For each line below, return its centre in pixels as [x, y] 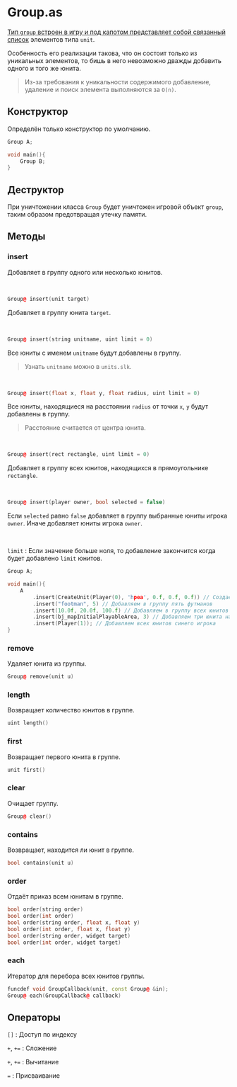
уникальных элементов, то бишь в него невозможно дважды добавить [115, 60]
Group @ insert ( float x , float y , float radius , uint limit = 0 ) [104, 393]
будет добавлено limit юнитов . [55, 558]
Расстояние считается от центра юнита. [85, 428]
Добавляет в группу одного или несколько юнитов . [85, 272]
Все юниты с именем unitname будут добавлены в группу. [94, 353]
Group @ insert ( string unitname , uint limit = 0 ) [80, 339]
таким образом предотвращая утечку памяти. [77, 215]
